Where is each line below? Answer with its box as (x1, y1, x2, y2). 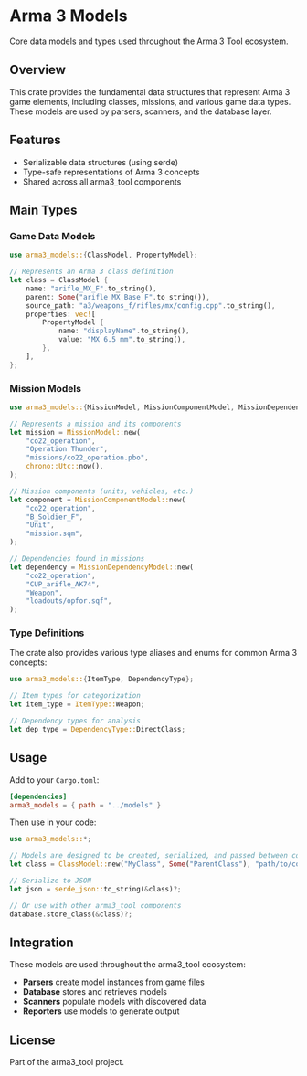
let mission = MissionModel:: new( (9, 427, 142, 437)
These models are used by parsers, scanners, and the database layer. (9, 106, 272, 117)
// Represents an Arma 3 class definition (9, 267, 174, 277)
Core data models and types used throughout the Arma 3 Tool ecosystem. (9, 36, 290, 47)
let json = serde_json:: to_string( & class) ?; (9, 884, 182, 893)
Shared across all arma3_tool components (22, 175, 182, 187)
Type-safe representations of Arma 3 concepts (22, 166, 200, 177)
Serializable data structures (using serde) (22, 156, 179, 167)
